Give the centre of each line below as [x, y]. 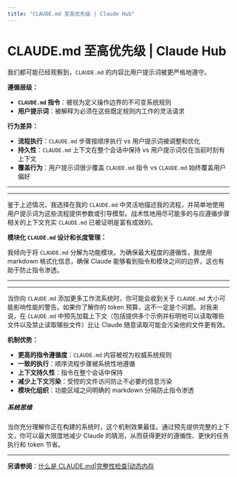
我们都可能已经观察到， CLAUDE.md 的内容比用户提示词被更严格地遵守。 [109, 72]
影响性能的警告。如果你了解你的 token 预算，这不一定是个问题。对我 [113, 307]
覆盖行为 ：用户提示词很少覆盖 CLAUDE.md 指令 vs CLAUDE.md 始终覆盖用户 [122, 167]
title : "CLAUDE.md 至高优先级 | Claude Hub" [71, 14]
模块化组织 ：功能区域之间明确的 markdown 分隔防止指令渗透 [106, 390]
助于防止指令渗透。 [35, 270]
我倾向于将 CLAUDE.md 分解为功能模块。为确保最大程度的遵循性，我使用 [110, 252]
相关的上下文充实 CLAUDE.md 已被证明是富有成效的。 [82, 222]
